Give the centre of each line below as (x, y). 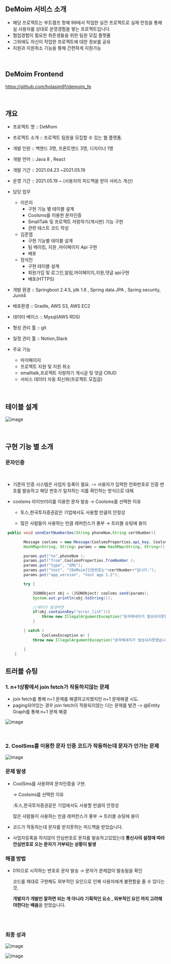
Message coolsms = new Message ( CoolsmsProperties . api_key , (88, 542)
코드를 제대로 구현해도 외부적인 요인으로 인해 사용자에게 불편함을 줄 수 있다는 (89, 881)
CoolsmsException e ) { (66, 635)
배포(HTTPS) (41, 279)
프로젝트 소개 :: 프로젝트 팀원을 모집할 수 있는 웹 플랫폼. (67, 138)
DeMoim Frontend (34, 74)
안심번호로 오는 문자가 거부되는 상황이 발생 (54, 844)
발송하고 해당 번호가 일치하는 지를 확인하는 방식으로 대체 (78, 491)
